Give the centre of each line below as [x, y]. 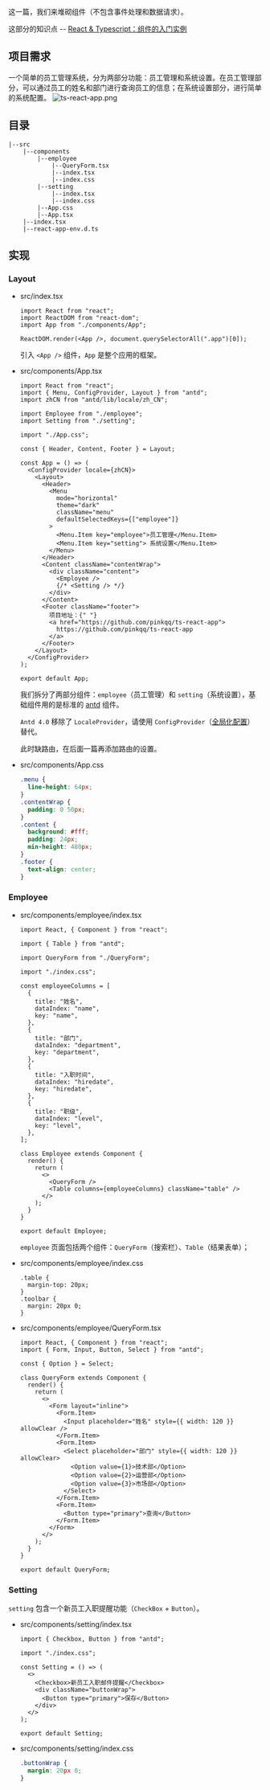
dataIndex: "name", [67, 1008]
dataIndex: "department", [78, 1045]
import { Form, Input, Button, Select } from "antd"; [112, 1350]
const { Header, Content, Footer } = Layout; [97, 449]
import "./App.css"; [54, 435]
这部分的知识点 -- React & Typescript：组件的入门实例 [98, 29]
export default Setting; [61, 1734]
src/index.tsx [41, 297]
